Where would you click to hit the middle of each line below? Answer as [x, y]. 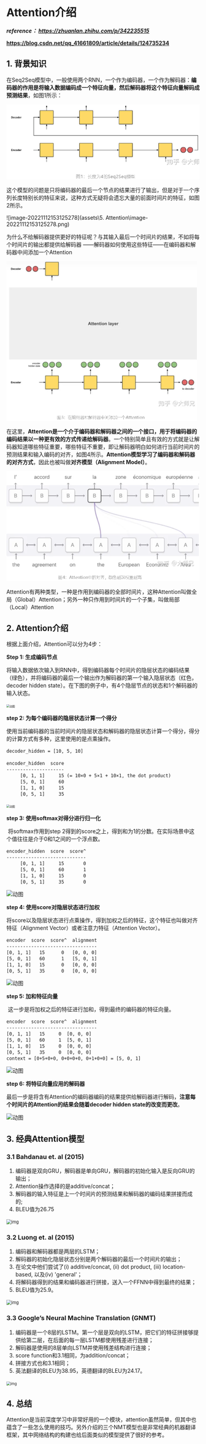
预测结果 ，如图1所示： [34, 95]
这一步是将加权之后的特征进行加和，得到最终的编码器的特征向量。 [91, 1009]
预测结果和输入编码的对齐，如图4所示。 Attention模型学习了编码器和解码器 [101, 454]
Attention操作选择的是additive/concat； [65, 1186]
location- [174, 1267]
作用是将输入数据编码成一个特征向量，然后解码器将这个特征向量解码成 [111, 87]
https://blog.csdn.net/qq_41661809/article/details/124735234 [88, 43]
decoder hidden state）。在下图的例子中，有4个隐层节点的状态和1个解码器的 [102, 686]
